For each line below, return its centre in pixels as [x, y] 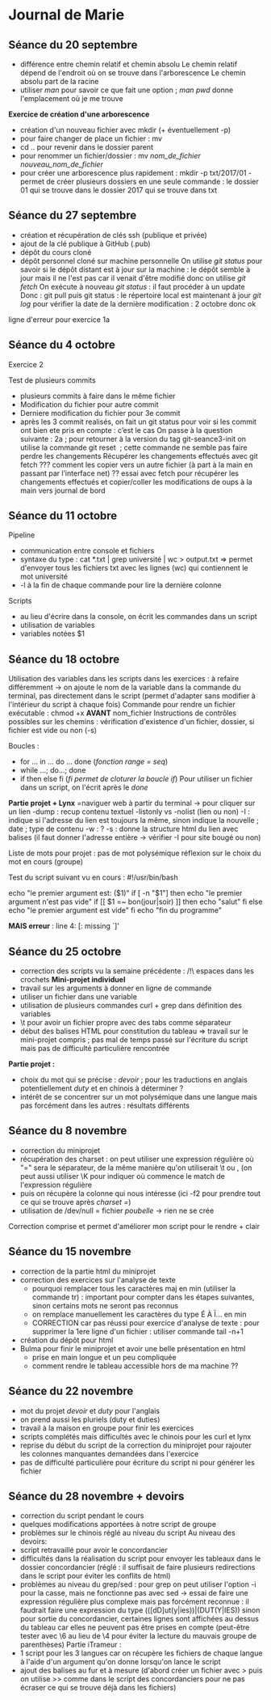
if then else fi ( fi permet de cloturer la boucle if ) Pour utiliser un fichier [136, 779]
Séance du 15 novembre [70, 1252]
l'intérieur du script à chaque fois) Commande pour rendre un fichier [122, 705]
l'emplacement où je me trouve [71, 98]
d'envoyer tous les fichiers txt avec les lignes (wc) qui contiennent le [134, 568]
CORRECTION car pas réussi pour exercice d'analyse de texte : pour [146, 1323]
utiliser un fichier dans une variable [78, 997]
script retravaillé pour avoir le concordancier [94, 1550]
